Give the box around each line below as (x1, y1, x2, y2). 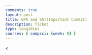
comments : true (5, 7, 38, 13)
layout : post (5, 12, 33, 17)
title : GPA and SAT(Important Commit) (5, 17, 87, 22)
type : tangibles (5, 26, 40, 32)
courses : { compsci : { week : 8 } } (5, 31, 76, 36)
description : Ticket (5, 21, 49, 27)
